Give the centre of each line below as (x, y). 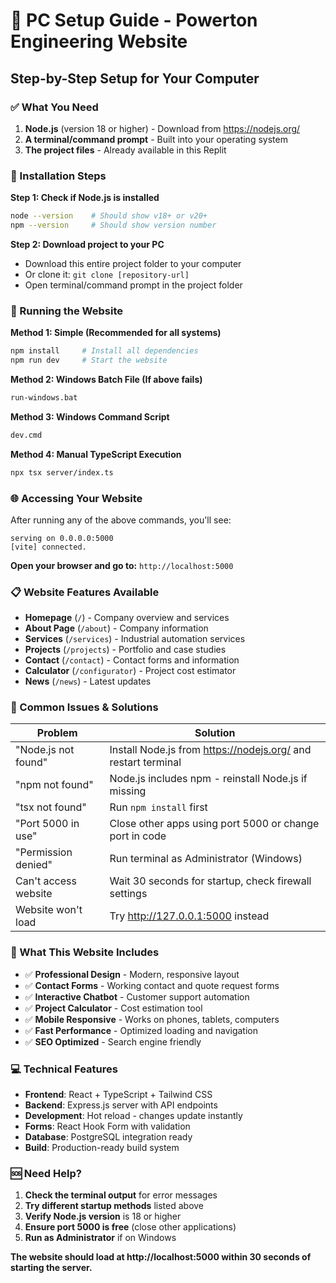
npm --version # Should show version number (113, 225)
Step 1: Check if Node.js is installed (85, 198)
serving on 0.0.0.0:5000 (62, 538)
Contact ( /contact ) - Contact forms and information (132, 660)
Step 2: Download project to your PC (87, 244)
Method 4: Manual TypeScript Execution (96, 454)
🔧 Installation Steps (58, 176)
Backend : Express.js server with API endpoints (121, 1105)
